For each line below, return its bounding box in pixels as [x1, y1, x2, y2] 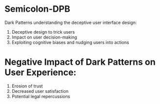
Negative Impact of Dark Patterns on [4, 57, 156, 68]
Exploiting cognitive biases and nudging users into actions [11, 39, 129, 45]
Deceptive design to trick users [11, 29, 75, 35]
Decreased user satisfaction [11, 88, 69, 94]
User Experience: [4, 67, 77, 78]
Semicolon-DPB [4, 3, 70, 15]
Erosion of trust [11, 83, 43, 89]
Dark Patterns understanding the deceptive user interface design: [4, 20, 137, 25]
